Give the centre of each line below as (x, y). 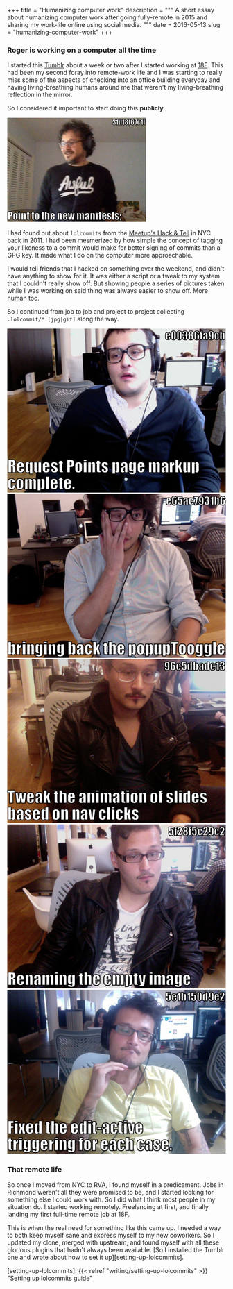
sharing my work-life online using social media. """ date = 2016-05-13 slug (114, 25)
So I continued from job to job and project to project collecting (96, 312)
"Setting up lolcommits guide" (50, 1278)
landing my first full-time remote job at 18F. (69, 1214)
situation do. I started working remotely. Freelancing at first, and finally (108, 1206)
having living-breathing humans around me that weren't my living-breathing (115, 87)
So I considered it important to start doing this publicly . (86, 108)
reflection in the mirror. (40, 95)
